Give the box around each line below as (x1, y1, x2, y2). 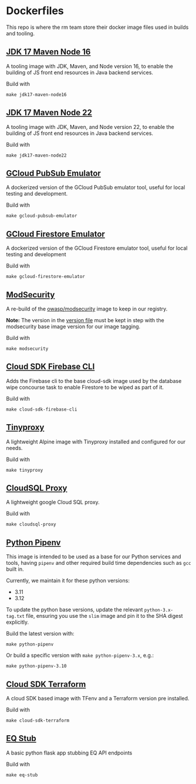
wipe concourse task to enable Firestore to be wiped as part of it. (6, 383, 164, 391)
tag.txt (6, 614, 25, 620)
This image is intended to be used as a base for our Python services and (6, 553, 181, 560)
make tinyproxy (6, 467, 43, 473)
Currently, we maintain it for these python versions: (6, 577, 130, 584)
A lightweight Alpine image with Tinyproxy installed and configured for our (6, 438, 186, 445)
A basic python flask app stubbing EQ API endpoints (6, 749, 133, 756)
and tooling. (6, 29, 35, 37)
